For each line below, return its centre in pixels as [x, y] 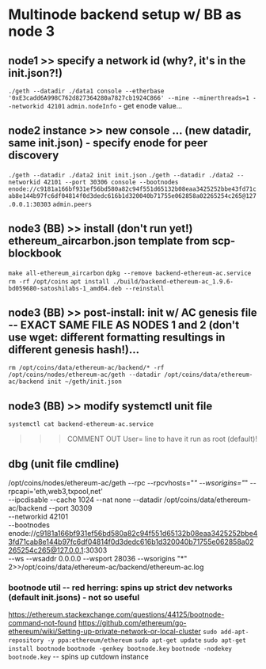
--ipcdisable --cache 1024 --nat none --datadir [85, 500]
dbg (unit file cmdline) [64, 464]
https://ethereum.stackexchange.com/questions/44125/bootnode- [116, 614]
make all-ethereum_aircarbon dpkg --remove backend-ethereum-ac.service [130, 273]
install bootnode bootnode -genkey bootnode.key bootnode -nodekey [120, 649]
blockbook [35, 254]
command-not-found [42, 623]
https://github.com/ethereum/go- [133, 623]
